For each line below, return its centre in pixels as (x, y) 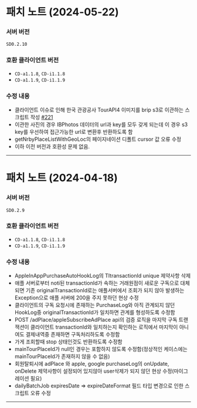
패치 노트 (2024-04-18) (62, 178)
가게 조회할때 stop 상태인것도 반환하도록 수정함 (69, 342)
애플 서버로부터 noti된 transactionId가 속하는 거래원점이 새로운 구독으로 (97, 283)
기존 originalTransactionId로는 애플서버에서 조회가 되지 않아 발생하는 (105, 291)
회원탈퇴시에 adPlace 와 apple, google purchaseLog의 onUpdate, (92, 364)
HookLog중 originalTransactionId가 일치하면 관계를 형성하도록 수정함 (95, 312)
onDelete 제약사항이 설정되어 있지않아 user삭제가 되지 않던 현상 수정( (94, 371)
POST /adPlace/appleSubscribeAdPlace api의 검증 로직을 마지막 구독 (96, 320)
